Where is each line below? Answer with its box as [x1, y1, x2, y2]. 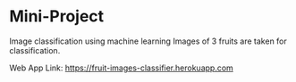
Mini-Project [9, 6, 105, 27]
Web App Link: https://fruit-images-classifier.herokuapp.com [9, 62, 234, 73]
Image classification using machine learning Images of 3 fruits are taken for [9, 36, 288, 46]
